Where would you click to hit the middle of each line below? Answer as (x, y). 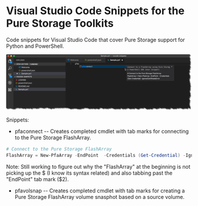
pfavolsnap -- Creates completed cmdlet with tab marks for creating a (100, 191)
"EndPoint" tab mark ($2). (37, 179)
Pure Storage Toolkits (60, 23)
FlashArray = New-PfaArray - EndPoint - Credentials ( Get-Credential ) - (96, 155)
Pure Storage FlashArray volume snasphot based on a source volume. (99, 197)
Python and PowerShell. (35, 46)
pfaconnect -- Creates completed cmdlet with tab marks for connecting (102, 132)
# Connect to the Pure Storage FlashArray (59, 149)
